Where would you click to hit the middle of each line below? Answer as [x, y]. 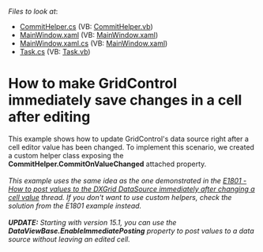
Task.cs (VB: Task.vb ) [55, 52]
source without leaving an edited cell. [69, 239]
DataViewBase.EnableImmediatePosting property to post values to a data [131, 231]
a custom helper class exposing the [66, 155]
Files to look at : [33, 11]
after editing [49, 117]
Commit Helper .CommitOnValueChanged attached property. [107, 164]
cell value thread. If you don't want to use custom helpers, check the [120, 197]
